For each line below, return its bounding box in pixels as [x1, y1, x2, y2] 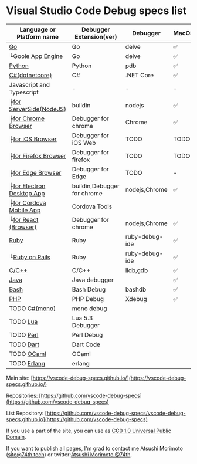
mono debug [72, 304, 107, 312]
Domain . [6, 433, 26, 441]
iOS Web [72, 138, 96, 147]
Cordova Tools [72, 202, 113, 211]
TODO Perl [9, 330, 39, 338]
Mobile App [9, 206, 41, 214]
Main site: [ [6, 374, 33, 381]
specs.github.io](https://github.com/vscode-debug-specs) [6, 415, 148, 423]
